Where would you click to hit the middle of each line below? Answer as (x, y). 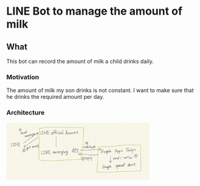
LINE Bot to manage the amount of (95, 11)
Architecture (26, 113)
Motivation (23, 77)
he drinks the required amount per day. (55, 97)
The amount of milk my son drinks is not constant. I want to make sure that (100, 90)
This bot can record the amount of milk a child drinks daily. (80, 61)
